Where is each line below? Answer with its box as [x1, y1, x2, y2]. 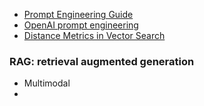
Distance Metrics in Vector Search [23, 30, 166, 41]
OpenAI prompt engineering [23, 19, 139, 31]
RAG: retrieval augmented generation [9, 54, 195, 68]
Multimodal [23, 77, 71, 89]
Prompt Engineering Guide [23, 9, 134, 20]
